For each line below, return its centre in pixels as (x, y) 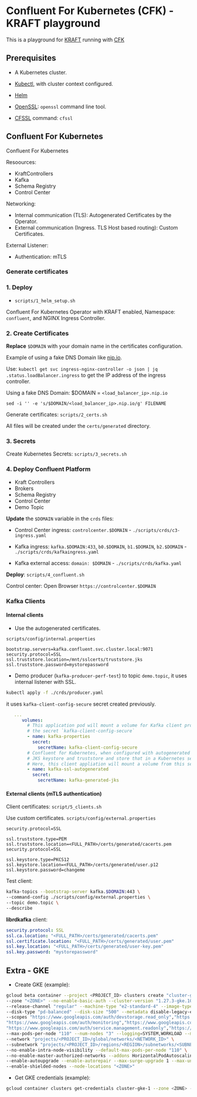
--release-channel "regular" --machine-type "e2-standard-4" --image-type (99, 1006)
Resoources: (21, 162)
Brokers (24, 488)
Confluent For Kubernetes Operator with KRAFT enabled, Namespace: (91, 312)
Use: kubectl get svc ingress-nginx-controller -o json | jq (82, 369)
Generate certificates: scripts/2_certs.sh (57, 415)
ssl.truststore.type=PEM (36, 839)
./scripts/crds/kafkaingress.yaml (57, 552)
